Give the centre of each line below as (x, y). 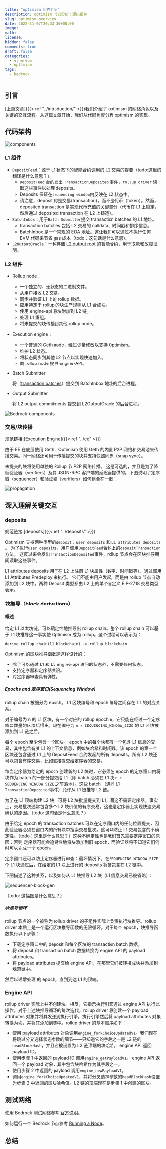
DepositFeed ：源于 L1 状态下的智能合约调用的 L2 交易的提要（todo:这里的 (87, 170)
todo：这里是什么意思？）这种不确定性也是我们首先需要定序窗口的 (88, 836)
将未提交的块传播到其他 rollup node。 (58, 324)
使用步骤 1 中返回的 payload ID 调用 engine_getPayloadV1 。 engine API (83, 1058)
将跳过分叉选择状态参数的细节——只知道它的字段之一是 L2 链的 (77, 1039)
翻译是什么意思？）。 (33, 176)
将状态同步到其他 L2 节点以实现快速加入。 (62, 357)
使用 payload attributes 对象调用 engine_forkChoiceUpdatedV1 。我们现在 (85, 1033)
